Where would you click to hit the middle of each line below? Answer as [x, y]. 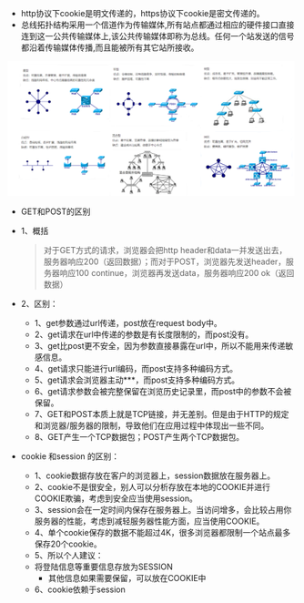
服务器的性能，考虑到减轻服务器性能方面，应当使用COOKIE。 [149, 521]
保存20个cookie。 [68, 544]
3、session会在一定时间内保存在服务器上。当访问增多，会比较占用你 [163, 509]
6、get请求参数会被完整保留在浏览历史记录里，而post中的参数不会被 [163, 391]
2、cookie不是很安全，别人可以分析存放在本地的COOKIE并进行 [152, 486]
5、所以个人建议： [69, 555]
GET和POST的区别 [56, 211]
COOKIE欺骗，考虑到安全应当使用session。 [116, 498]
